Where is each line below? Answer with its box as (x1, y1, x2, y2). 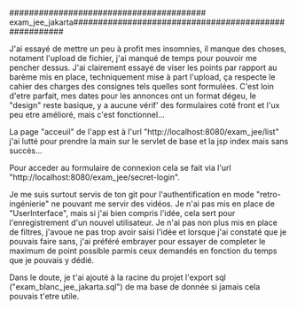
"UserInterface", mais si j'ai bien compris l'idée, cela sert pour (9, 208, 236, 218)
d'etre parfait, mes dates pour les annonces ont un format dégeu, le (9, 90, 257, 101)
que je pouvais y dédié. (9, 255, 95, 265)
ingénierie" (9, 198, 50, 209)
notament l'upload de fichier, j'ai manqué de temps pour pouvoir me (9, 53, 257, 63)
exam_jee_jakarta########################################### (9, 17, 285, 27)
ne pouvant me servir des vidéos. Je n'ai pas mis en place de (51, 198, 275, 209)
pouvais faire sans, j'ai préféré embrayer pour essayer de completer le (9, 236, 266, 246)
